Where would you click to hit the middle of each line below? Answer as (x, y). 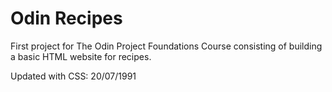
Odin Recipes (66, 18)
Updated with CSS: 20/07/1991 (73, 76)
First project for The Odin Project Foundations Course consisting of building (166, 46)
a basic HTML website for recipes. (81, 56)
